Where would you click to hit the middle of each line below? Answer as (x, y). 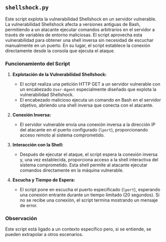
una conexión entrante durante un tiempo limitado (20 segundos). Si (90, 195)
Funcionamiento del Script (38, 63)
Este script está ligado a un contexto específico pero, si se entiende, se (78, 229)
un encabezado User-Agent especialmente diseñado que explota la (88, 90)
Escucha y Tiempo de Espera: (44, 180)
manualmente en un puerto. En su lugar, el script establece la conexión (78, 45)
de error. (29, 206)
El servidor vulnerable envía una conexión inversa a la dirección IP (87, 124)
